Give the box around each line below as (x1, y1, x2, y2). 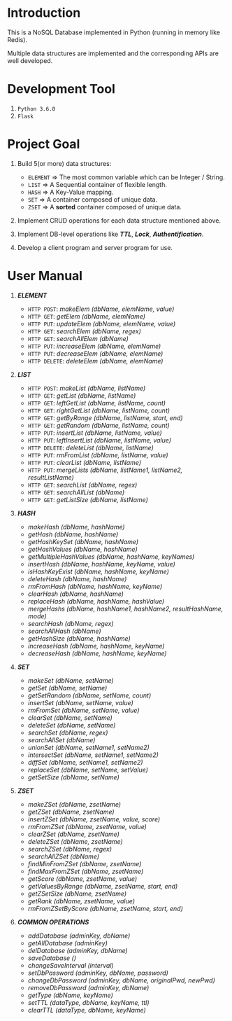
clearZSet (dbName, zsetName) (27, 830, 120, 838)
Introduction (7, 5, 81, 21)
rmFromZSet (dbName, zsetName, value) (27, 822, 147, 831)
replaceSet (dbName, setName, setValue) (27, 765, 149, 774)
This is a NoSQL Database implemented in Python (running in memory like (7, 28, 220, 36)
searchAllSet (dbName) (27, 735, 96, 744)
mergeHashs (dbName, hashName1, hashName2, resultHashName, (27, 604, 224, 613)
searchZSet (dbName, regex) (27, 845, 113, 853)
